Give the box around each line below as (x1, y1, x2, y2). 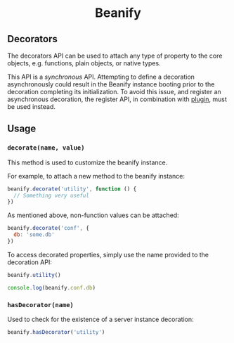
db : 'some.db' (13, 231, 55, 238)
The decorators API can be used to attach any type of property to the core (7, 51, 223, 60)
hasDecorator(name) (7, 301, 74, 309)
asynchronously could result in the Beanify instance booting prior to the (7, 80, 215, 89)
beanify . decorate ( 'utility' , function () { (7, 185, 137, 193)
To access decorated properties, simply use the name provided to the (7, 250, 209, 259)
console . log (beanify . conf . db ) (7, 284, 96, 291)
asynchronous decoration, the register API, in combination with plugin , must (7, 95, 227, 103)
